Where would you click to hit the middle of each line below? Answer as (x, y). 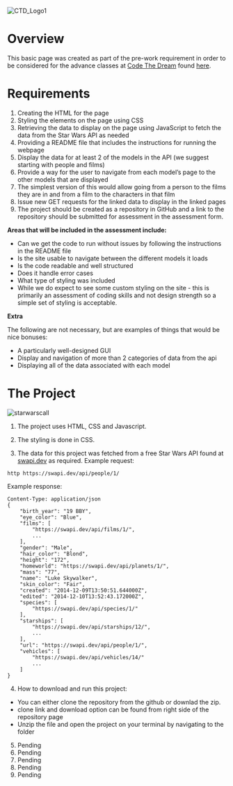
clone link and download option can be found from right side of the (113, 709)
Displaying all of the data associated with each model (94, 365)
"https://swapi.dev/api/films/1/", (84, 529)
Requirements (49, 94)
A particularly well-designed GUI (64, 350)
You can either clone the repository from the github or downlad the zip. (119, 702)
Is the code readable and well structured (75, 265)
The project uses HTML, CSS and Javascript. (82, 426)
